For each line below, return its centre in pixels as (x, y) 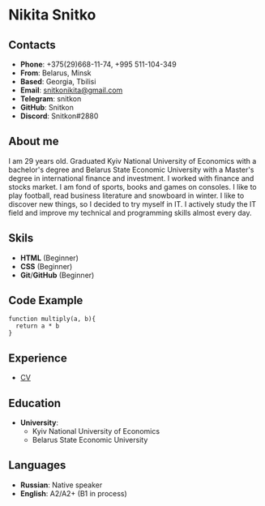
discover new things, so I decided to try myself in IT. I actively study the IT (132, 204)
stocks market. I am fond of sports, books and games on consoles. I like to (132, 187)
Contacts (32, 45)
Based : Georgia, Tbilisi (58, 81)
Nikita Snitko (52, 15)
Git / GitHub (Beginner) (57, 275)
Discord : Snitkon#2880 (59, 116)
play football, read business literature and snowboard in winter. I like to (126, 195)
